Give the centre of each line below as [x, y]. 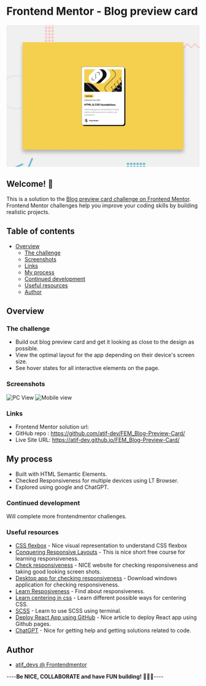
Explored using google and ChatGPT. [62, 487]
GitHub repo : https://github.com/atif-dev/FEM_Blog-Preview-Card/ [100, 433]
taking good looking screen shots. [58, 572]
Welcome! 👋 [30, 184]
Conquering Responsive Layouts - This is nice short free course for [100, 552]
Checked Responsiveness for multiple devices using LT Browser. [97, 480]
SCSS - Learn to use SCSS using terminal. [68, 611]
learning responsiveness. [47, 559]
